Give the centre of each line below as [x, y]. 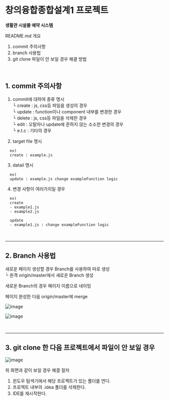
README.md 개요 [23, 36]
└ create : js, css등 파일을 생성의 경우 [50, 105]
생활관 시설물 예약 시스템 [29, 25]
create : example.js [31, 155]
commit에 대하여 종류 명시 [38, 99]
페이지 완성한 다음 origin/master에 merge [47, 296]
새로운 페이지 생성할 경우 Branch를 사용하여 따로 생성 [58, 269]
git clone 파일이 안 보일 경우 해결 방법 [50, 59]
